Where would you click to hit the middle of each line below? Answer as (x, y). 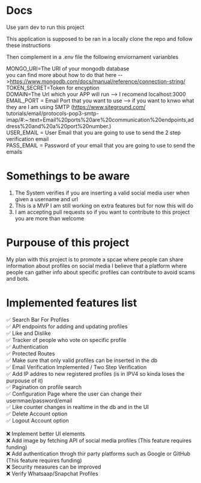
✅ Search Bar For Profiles (38, 319)
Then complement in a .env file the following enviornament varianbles (92, 57)
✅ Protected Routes (31, 354)
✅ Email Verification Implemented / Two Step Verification (76, 367)
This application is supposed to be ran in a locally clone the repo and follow (100, 39)
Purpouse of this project (68, 243)
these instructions (28, 45)
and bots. (18, 278)
